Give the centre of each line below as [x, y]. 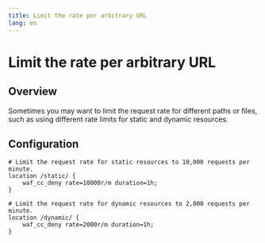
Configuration [44, 144]
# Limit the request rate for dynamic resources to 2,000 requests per [129, 204]
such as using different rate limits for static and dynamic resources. [118, 119]
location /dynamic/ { [44, 218]
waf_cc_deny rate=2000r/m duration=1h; [88, 225]
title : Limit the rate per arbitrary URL [78, 15]
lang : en [23, 23]
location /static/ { [42, 176]
